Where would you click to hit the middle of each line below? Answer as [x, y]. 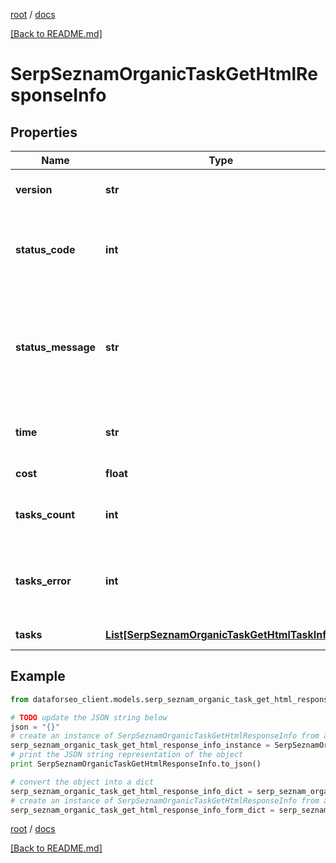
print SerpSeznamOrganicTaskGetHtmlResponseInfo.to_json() [136, 764]
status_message [56, 347]
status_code [45, 249]
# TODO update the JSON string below [89, 717]
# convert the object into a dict [82, 782]
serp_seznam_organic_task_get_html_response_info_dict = [131, 791]
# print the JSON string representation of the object [127, 755]
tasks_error [43, 581]
